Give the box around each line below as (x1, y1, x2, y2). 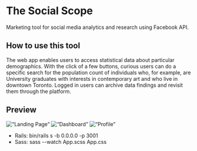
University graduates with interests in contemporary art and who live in (6, 75, 178, 82)
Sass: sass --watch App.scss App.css (14, 138, 107, 145)
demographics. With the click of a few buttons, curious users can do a (6, 63, 176, 70)
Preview (6, 105, 37, 115)
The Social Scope (6, 4, 93, 18)
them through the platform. (6, 87, 72, 95)
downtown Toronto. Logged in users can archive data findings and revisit (6, 81, 183, 88)
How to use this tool (6, 41, 81, 51)
